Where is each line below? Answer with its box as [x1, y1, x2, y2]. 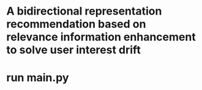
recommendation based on [6, 17, 146, 31]
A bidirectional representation [6, 4, 162, 18]
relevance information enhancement [6, 30, 196, 44]
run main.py [6, 71, 69, 85]
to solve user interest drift [6, 43, 141, 57]
